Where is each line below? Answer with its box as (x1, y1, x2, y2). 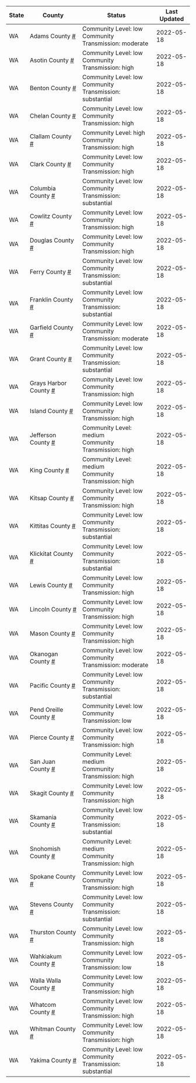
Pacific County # (29, 682, 76, 689)
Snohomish (29, 845, 61, 853)
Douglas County (29, 237, 74, 244)
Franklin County (29, 296, 73, 303)
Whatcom (29, 1001, 57, 1009)
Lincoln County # (29, 606, 77, 613)
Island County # (29, 407, 73, 415)
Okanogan (29, 650, 58, 658)
